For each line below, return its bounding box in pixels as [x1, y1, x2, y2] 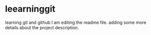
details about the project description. [5, 24, 79, 30]
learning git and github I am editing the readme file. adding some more [5, 19, 147, 25]
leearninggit [5, 3, 56, 15]
